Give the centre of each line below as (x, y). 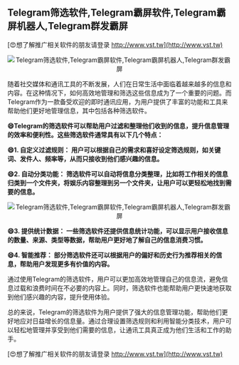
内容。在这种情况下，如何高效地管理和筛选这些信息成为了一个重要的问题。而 (119, 93)
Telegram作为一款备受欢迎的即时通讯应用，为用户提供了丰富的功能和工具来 (118, 101)
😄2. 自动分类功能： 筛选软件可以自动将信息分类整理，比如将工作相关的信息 (118, 174)
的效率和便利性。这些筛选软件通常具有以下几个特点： (85, 135)
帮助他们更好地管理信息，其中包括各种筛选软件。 (79, 110)
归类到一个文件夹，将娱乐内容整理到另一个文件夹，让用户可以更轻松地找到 (116, 182)
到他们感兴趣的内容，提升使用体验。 (60, 297)
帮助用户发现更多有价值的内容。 (67, 264)
